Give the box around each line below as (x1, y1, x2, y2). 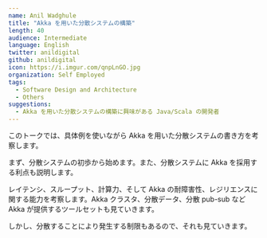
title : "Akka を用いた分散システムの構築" (8, 19, 135, 27)
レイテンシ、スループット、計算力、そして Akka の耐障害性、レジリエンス (8, 185, 251, 193)
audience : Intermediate (8, 33, 88, 42)
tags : (8, 78, 26, 86)
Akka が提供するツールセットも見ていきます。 (8, 205, 159, 213)
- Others (15, 93, 45, 101)
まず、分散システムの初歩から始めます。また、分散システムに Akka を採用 (8, 158, 251, 167)
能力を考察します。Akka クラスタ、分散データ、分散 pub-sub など (29, 194, 246, 204)
